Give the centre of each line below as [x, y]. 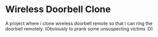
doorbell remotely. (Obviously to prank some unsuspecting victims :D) [79, 28]
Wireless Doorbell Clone [58, 9]
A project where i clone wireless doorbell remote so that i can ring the [79, 23]
